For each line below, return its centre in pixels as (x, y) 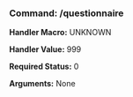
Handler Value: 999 (45, 49)
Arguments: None (43, 84)
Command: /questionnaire (66, 13)
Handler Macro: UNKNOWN (60, 33)
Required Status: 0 (44, 67)
